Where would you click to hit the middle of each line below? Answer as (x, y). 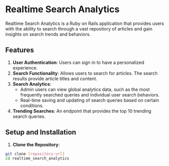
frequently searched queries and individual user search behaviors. (90, 94)
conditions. (32, 106)
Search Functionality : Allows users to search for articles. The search (85, 73)
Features (20, 50)
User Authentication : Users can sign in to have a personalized (78, 62)
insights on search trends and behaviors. (48, 34)
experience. (25, 68)
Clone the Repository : (36, 144)
